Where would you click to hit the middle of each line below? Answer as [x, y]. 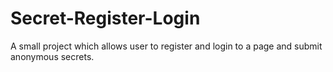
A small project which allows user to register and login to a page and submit [166, 46]
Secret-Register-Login [105, 18]
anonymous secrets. [52, 56]
